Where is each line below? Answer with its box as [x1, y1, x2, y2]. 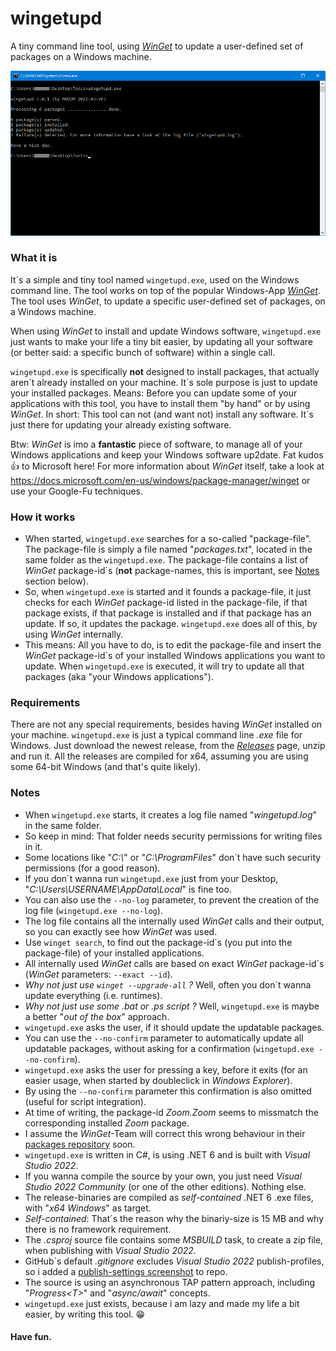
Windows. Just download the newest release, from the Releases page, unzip [10, 740, 326, 752]
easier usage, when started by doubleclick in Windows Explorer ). [24, 1074, 293, 1086]
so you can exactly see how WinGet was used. [24, 925, 218, 937]
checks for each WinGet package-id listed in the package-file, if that [24, 597, 308, 609]
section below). [24, 575, 89, 587]
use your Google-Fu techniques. [10, 485, 144, 497]
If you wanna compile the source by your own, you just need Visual [24, 1170, 302, 1182]
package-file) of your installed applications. [24, 947, 205, 959]
